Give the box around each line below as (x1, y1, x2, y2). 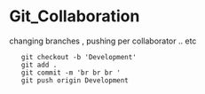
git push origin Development (20, 75, 129, 85)
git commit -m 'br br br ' (20, 68, 122, 77)
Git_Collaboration (9, 6, 140, 27)
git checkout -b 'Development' (20, 52, 138, 61)
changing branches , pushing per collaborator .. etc (9, 35, 197, 46)
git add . (20, 60, 58, 69)
